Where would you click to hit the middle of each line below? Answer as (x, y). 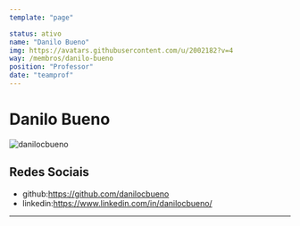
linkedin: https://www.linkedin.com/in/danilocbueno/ (117, 203)
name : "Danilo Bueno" (50, 42)
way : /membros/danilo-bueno (62, 59)
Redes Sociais (49, 172)
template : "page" (42, 17)
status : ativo (36, 33)
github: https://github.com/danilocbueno (96, 194)
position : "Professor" (51, 67)
